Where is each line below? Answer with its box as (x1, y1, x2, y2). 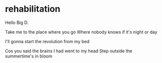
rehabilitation (5, 3, 61, 15)
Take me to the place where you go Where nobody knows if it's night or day (5, 29, 158, 35)
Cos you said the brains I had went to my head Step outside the (5, 48, 133, 54)
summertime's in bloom (5, 53, 53, 59)
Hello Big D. (5, 20, 29, 25)
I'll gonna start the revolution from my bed (5, 38, 90, 44)
